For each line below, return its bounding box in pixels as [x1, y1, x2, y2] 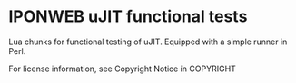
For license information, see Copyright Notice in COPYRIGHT [8, 63, 237, 74]
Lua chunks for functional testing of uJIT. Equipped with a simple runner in [8, 36, 288, 47]
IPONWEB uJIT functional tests [8, 6, 248, 27]
